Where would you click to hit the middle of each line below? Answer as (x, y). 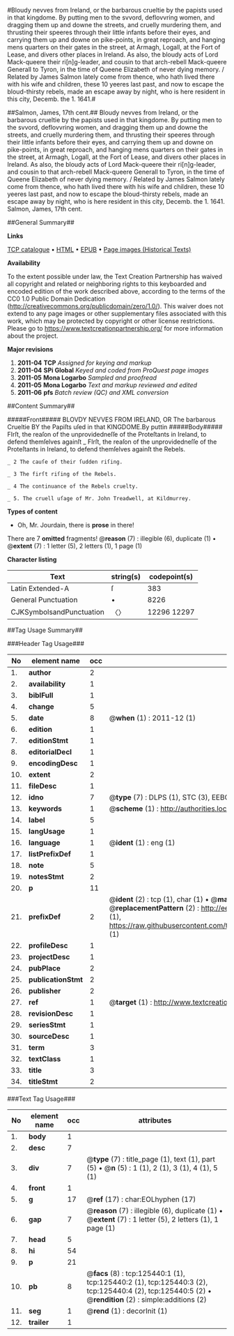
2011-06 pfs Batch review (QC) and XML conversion (93, 392)
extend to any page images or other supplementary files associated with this (117, 314)
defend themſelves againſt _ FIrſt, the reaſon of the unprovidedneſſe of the (112, 442)
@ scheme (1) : (134, 809)
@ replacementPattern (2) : (154, 908)
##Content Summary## (41, 406)
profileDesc (48, 946)
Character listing (32, 560)
